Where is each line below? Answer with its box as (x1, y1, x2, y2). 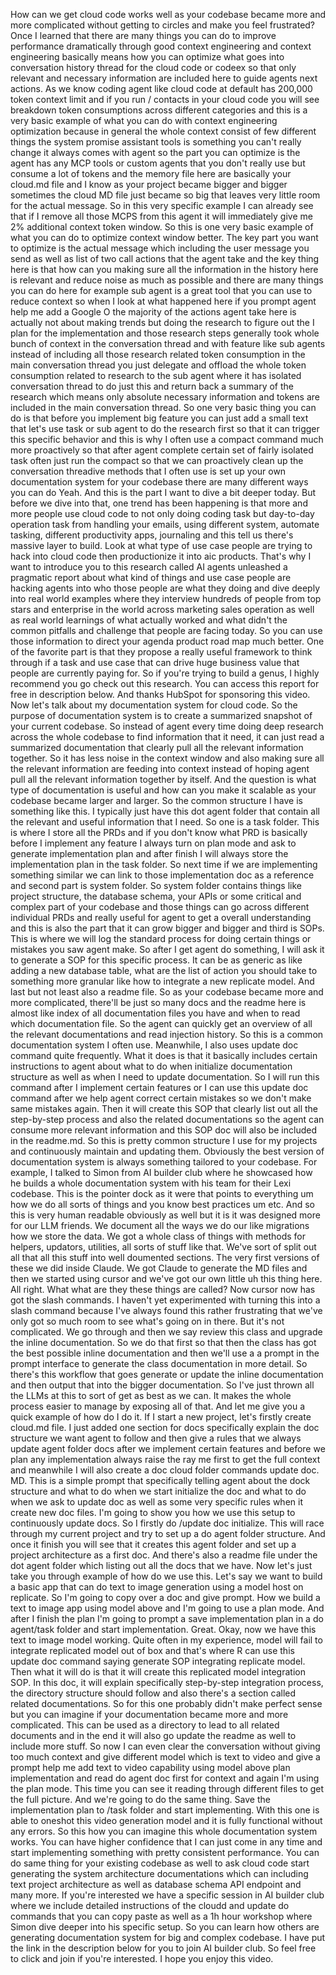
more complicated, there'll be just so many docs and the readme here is (10, 997, 307, 1008)
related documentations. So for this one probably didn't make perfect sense (10, 1698, 323, 1709)
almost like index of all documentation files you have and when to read (10, 1007, 301, 1019)
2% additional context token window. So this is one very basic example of (10, 221, 314, 233)
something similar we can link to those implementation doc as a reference (10, 869, 315, 881)
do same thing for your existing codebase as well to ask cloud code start (10, 1857, 310, 1869)
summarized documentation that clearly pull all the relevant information (10, 742, 304, 753)
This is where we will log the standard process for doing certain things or (10, 933, 312, 944)
